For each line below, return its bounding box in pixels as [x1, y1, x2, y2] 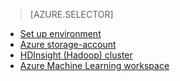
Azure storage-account [19, 39, 117, 50]
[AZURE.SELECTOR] [29, 9, 114, 20]
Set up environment [19, 28, 102, 39]
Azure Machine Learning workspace [19, 60, 170, 71]
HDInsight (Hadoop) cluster [19, 49, 133, 61]
